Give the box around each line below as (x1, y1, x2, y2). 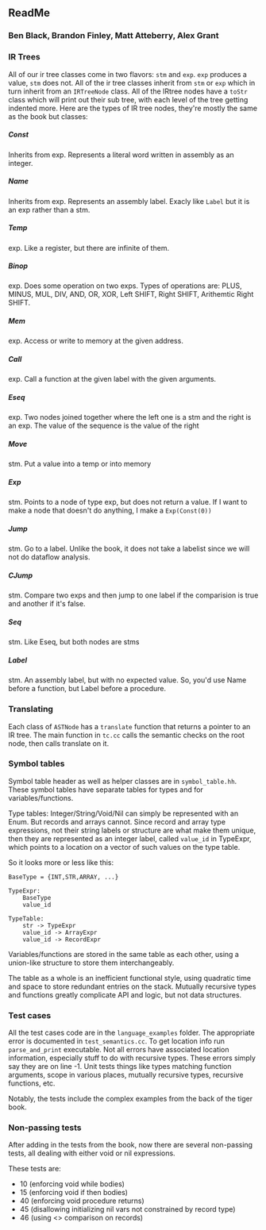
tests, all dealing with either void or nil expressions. (8, 1148, 176, 1158)
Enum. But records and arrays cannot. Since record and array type (8, 817, 226, 826)
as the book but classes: (8, 111, 89, 121)
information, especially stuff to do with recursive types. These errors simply (8, 1053, 256, 1063)
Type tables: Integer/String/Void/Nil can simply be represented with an (8, 809, 239, 818)
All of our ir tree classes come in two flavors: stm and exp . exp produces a (8, 69, 248, 79)
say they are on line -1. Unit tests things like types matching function (8, 1062, 232, 1071)
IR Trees (8, 52, 41, 63)
